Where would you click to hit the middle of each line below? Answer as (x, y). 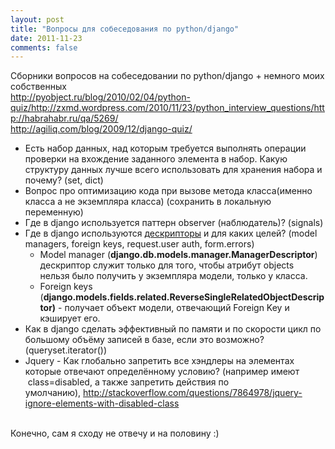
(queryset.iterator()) (65, 350)
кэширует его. (70, 318)
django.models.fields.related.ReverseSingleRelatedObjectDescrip (184, 297)
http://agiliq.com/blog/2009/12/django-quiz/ (101, 129)
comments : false (44, 47)
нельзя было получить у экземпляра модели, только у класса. (173, 276)
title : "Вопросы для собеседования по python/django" (125, 29)
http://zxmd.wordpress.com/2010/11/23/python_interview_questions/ (173, 108)
